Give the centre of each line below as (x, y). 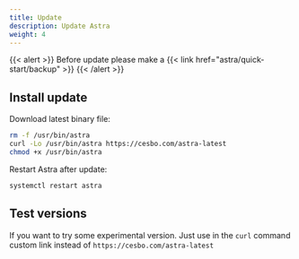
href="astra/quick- (230, 60)
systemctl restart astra (56, 186)
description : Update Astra (60, 26)
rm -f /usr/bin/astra (50, 135)
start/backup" (35, 69)
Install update (48, 97)
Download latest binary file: (60, 119)
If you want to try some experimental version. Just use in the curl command (150, 235)
